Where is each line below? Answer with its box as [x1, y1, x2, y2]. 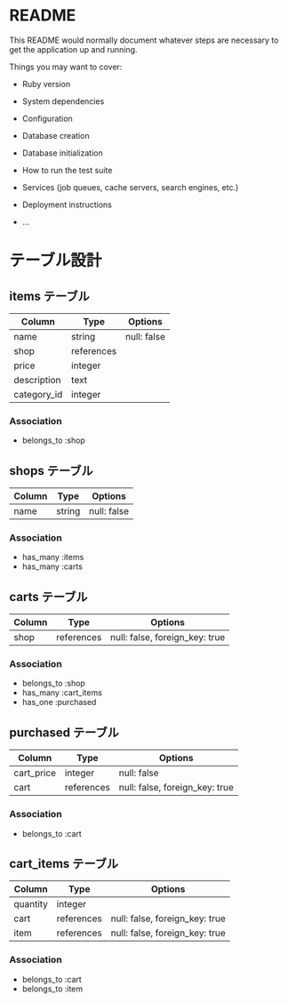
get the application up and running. [9, 44, 138, 54]
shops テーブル [9, 463, 93, 478]
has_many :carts [21, 561, 83, 572]
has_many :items [21, 552, 84, 563]
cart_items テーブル [9, 855, 119, 871]
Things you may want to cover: [9, 61, 123, 72]
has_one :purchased [21, 697, 97, 708]
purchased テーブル [9, 725, 120, 740]
